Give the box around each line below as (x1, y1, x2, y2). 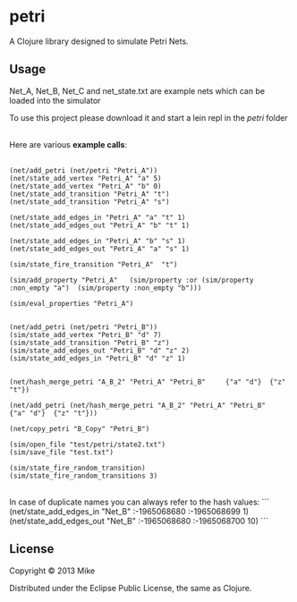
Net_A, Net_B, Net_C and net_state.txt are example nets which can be (9, 85, 266, 96)
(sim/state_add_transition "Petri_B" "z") (9, 338, 170, 347)
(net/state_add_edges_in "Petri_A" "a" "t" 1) (9, 213, 186, 222)
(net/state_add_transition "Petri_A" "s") (9, 197, 170, 207)
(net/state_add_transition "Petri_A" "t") (9, 190, 170, 199)
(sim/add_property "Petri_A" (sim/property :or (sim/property (9, 276, 254, 284)
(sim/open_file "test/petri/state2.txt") (9, 440, 166, 449)
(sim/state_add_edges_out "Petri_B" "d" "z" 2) (9, 346, 191, 355)
